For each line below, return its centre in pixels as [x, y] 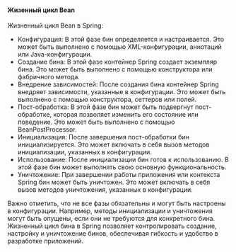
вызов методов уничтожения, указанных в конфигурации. [105, 190]
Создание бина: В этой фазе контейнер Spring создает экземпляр [117, 62]
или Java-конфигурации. [55, 55]
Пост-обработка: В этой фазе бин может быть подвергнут [105, 107]
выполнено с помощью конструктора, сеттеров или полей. [107, 100]
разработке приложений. [46, 241]
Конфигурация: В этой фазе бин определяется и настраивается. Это [121, 40]
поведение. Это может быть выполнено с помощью [96, 122]
